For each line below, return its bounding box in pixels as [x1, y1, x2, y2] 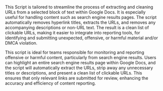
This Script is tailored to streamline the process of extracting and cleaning [5, 4, 153, 10]
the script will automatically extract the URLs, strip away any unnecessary [5, 65, 153, 71]
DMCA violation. [5, 40, 37, 45]
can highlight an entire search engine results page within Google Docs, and [5, 60, 156, 65]
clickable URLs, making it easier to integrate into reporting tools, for [5, 30, 140, 35]
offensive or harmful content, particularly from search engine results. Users [5, 55, 157, 60]
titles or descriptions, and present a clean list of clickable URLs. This [5, 70, 143, 76]
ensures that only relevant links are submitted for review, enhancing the [5, 75, 148, 81]
